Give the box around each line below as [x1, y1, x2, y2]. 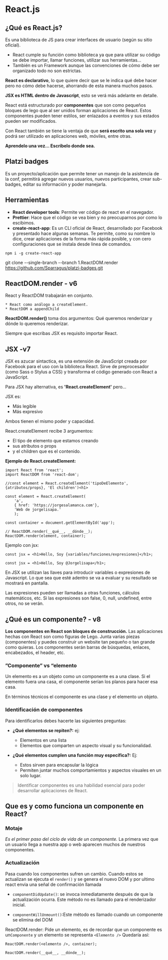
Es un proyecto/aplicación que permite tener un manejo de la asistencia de [5, 170, 159, 176]
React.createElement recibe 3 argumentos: [5, 428, 93, 434]
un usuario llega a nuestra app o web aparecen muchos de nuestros [5, 841, 146, 847]
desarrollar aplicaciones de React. [17, 787, 88, 793]
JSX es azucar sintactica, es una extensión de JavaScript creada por [5, 358, 147, 364]
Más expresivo [12, 409, 43, 415]
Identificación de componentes [5, 706, 83, 713]
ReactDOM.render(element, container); [5, 533, 86, 539]
